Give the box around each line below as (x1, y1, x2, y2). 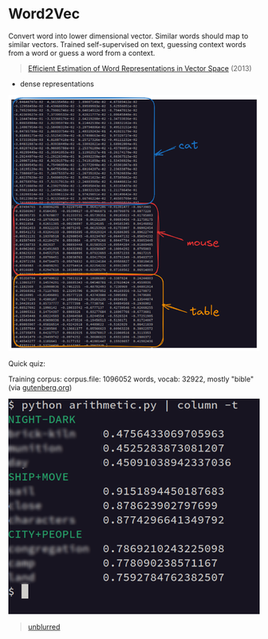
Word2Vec (8, 5, 81, 23)
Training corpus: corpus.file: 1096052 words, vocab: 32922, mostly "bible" (8, 374, 254, 384)
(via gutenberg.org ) (8, 383, 73, 392)
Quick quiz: (8, 359, 45, 369)
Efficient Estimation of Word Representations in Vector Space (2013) (27, 63, 253, 73)
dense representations (19, 79, 94, 89)
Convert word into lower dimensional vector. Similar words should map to (8, 31, 249, 41)
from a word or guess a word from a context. (8, 48, 156, 57)
